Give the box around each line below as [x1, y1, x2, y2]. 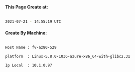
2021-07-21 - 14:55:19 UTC [5, 19, 61, 24]
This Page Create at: [5, 4, 48, 10]
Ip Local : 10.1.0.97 [5, 63, 52, 68]
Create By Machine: [5, 30, 47, 36]
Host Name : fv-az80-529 [5, 45, 57, 50]
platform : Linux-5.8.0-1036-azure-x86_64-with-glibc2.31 [5, 54, 131, 59]
